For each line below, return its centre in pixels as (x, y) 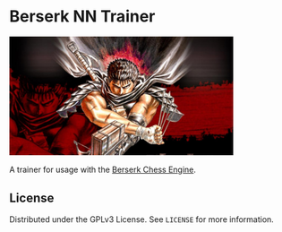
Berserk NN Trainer (82, 17)
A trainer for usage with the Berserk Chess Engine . (103, 170)
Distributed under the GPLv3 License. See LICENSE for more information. (142, 219)
